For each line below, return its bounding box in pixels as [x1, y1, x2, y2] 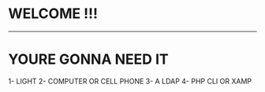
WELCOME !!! [8, 5, 99, 23]
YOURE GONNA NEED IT [8, 50, 169, 68]
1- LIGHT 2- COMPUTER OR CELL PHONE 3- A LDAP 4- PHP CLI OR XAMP [8, 76, 252, 86]
